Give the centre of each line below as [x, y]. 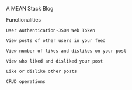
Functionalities [24, 20]
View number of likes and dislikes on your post [66, 51]
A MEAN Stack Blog [30, 8]
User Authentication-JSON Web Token [51, 30]
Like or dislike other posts [41, 71]
